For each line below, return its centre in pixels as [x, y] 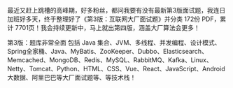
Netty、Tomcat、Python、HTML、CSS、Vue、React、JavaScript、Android [116, 69]
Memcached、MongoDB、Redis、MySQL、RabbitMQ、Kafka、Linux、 [110, 60]
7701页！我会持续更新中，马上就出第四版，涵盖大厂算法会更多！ [108, 28]
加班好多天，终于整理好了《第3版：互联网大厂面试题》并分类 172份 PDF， [114, 19]
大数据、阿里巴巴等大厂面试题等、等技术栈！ [72, 78]
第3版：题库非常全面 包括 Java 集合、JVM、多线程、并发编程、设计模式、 [114, 43]
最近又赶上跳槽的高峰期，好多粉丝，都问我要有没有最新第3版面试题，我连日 [116, 10]
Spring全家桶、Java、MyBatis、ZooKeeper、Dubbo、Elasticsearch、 [108, 51]
